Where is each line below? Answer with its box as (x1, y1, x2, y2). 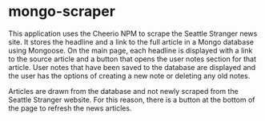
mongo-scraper (8, 2, 116, 21)
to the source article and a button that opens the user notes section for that (8, 54, 257, 64)
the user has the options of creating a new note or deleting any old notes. (8, 71, 251, 80)
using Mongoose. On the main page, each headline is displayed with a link (8, 45, 253, 55)
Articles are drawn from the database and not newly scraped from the (8, 86, 239, 96)
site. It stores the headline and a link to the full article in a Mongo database (8, 37, 255, 46)
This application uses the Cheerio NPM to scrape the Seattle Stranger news (8, 29, 258, 38)
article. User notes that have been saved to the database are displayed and (8, 62, 256, 72)
